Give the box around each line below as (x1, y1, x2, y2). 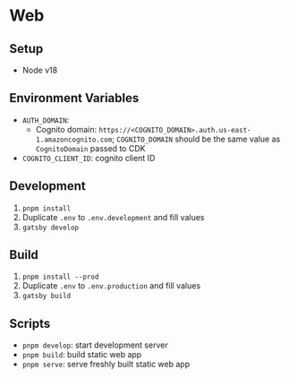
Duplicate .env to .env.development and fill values (21, 211, 205, 222)
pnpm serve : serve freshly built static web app (21, 359, 191, 370)
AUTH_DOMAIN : (21, 114, 70, 125)
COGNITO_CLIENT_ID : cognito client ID (21, 152, 156, 163)
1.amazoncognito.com (35, 135, 113, 144)
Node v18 (21, 64, 58, 75)
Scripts (9, 315, 51, 331)
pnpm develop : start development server (21, 339, 168, 350)
